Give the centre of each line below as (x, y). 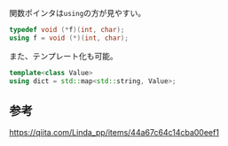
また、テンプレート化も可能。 (63, 56)
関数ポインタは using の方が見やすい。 (78, 13)
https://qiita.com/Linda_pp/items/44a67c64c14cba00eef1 (114, 133)
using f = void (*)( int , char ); (69, 38)
